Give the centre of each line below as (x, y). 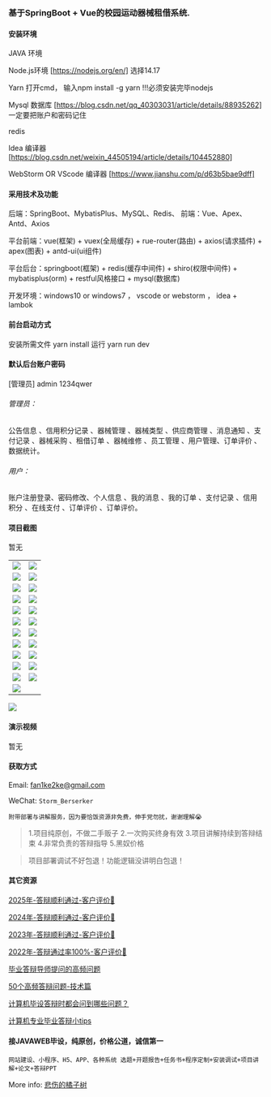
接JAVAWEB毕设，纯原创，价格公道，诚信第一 (86, 1041)
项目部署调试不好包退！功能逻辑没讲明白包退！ (106, 860)
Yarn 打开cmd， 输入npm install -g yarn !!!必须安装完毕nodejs (111, 88)
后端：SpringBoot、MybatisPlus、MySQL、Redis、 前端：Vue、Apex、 (127, 213)
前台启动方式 (30, 324)
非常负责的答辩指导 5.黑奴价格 (94, 843)
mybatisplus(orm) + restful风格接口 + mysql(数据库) (94, 278)
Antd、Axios (29, 224)
